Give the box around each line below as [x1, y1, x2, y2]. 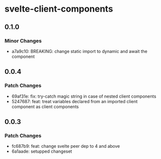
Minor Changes [4, 37, 42, 44]
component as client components [11, 104, 79, 109]
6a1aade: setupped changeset [11, 148, 72, 154]
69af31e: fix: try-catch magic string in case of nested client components [11, 93, 157, 99]
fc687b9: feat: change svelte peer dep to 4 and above [11, 143, 120, 149]
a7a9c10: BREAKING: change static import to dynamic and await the [11, 48, 148, 54]
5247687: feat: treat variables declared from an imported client [11, 98, 138, 104]
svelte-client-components [4, 3, 113, 15]
